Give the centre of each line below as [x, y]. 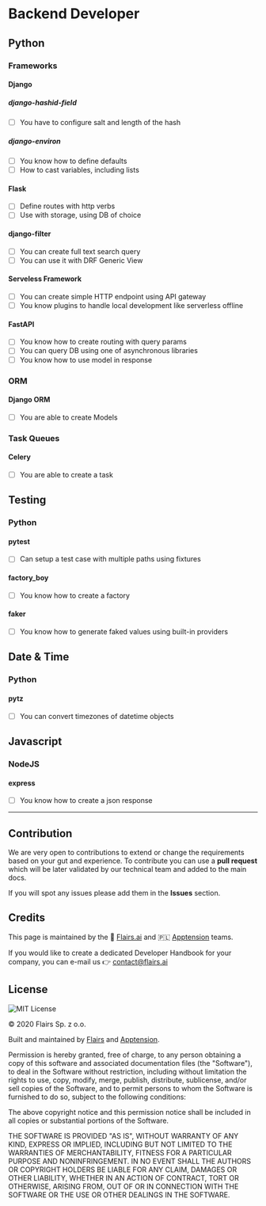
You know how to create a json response [86, 801]
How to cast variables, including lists [80, 170]
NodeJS [24, 763]
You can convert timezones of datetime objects [97, 716]
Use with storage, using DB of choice [80, 215]
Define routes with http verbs [67, 206]
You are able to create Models [68, 417]
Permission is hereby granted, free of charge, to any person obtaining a [125, 1055]
